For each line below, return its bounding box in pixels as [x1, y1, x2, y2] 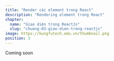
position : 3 [5, 36, 30, 41]
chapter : [5, 17, 24, 22]
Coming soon [5, 49, 33, 56]
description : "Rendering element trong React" [5, 12, 105, 17]
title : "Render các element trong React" [5, 7, 94, 13]
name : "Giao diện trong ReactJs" [10, 21, 80, 27]
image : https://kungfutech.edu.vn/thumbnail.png [5, 31, 109, 36]
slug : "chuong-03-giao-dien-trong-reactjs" [10, 26, 102, 32]
